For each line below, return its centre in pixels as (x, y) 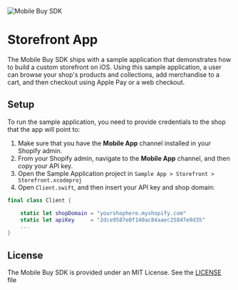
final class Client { (40, 200)
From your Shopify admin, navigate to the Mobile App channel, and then (124, 158)
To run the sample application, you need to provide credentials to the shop (117, 122)
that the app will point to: (44, 129)
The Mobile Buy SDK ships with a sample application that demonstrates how (119, 59)
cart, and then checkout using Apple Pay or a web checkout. (96, 82)
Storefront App (53, 40)
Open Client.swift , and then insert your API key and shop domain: (116, 187)
